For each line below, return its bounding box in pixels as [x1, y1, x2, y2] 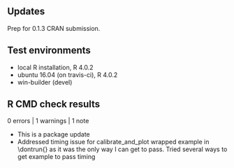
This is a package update [17, 130, 91, 139]
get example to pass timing [17, 153, 96, 161]
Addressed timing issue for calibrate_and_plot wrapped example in [17, 138, 210, 146]
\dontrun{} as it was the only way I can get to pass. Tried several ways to [17, 145, 228, 153]
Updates [7, 6, 45, 17]
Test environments [7, 45, 91, 57]
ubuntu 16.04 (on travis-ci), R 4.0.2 [17, 70, 118, 79]
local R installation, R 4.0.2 [17, 63, 94, 71]
